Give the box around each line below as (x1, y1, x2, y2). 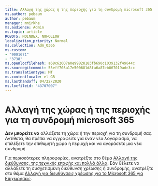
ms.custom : (5, 47, 27, 52)
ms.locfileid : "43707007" (5, 83, 57, 88)
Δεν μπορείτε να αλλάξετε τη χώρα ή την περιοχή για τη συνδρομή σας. (5, 130, 153, 136)
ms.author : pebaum (5, 12, 42, 16)
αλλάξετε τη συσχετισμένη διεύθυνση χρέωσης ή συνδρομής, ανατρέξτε (5, 165, 154, 172)
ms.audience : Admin (5, 25, 44, 30)
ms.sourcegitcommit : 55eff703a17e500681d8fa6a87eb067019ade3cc (5, 66, 135, 71)
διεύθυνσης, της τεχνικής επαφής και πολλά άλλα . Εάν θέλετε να (5, 160, 140, 166)
